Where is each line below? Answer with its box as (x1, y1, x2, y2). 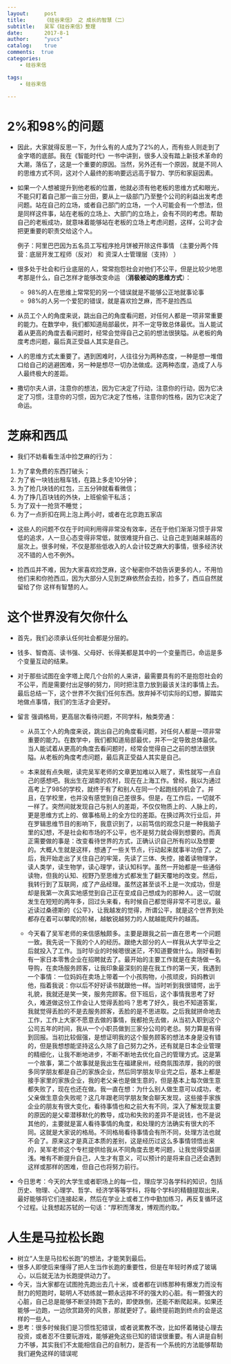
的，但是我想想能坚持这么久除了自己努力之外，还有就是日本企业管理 (27, 1042, 221, 1050)
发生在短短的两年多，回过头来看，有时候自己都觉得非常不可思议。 (27, 897, 215, 906)
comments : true (7, 49, 54, 56)
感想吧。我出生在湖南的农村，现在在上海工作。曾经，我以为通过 (39, 776, 221, 785)
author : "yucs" (7, 36, 63, 43)
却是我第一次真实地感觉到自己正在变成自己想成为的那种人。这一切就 (27, 889, 221, 897)
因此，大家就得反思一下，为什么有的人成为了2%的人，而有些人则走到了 (17, 143, 221, 151)
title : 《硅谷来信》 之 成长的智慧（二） (7, 17, 128, 24)
